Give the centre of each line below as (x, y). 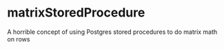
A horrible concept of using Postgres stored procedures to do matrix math (112, 32)
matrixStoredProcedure (76, 13)
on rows (19, 39)
